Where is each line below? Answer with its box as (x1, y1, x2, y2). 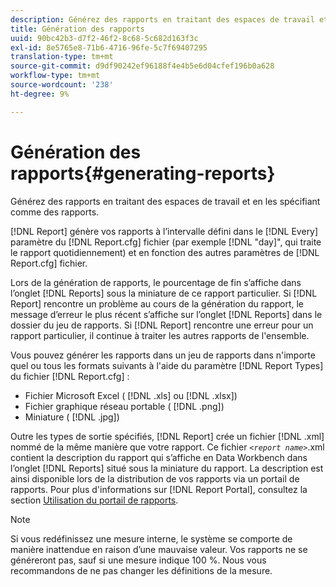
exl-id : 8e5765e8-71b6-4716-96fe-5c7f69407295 (10, 42, 208, 53)
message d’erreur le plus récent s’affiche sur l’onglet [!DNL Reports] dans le (10, 308, 323, 320)
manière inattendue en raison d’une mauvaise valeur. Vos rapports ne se (10, 543, 308, 555)
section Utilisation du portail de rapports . (10, 494, 179, 506)
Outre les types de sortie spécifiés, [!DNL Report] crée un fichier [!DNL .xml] (10, 430, 325, 442)
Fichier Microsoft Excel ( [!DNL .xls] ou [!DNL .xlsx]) (24, 389, 238, 401)
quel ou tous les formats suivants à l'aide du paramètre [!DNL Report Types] (10, 359, 324, 371)
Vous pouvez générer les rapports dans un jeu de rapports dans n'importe (10, 349, 316, 361)
